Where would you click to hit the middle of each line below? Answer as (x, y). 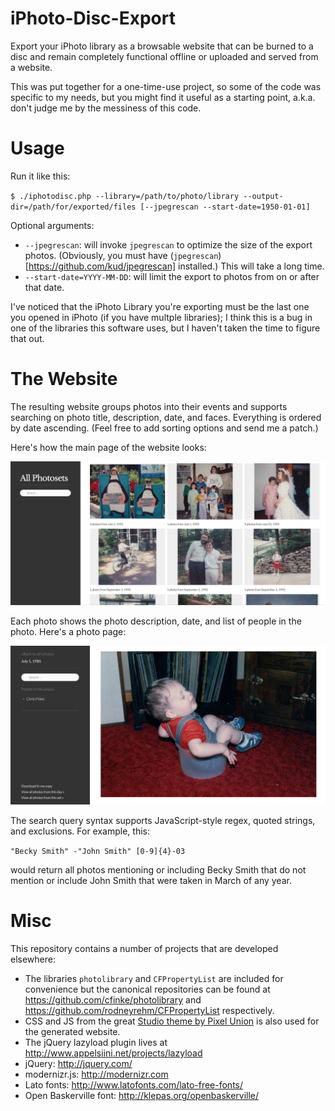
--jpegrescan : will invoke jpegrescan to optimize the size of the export (168, 244)
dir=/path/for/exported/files (73, 207)
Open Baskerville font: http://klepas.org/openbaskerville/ (142, 1096)
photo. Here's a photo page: (68, 632)
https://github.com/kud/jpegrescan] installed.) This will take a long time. (176, 266)
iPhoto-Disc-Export (93, 18)
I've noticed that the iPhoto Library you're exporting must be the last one (160, 306)
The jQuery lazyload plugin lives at (96, 1043)
